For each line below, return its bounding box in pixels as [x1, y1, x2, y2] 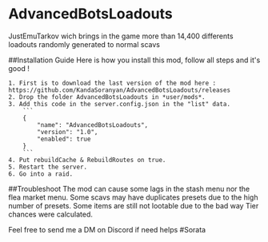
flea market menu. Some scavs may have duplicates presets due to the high [8, 192, 258, 202]
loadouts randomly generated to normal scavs [8, 39, 160, 49]
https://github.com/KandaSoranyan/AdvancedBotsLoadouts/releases [8, 85, 230, 94]
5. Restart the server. [8, 163, 88, 171]
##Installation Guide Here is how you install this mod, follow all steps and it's [8, 55, 261, 65]
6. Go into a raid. [8, 169, 74, 178]
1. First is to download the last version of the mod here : [8, 79, 217, 87]
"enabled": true [37, 135, 91, 143]
